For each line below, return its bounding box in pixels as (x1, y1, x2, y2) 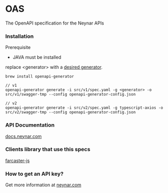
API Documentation (5, 122, 55, 129)
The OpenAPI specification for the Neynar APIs (5, 20, 104, 26)
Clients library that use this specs (5, 146, 90, 153)
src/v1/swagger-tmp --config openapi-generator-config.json (5, 92, 136, 97)
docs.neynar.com (5, 133, 42, 139)
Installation (5, 33, 34, 40)
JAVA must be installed (12, 54, 61, 60)
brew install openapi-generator (5, 74, 74, 79)
